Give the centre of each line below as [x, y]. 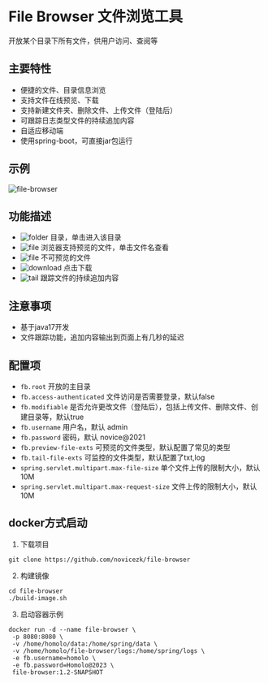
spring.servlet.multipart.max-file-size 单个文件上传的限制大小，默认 [140, 467]
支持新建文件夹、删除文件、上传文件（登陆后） [98, 110]
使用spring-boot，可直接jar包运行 [76, 140]
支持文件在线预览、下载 [59, 100]
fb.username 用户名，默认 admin [74, 427]
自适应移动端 [41, 130]
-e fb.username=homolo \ [54, 658]
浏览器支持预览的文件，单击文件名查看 [104, 248]
